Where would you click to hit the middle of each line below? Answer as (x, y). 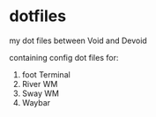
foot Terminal (46, 74)
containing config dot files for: (64, 57)
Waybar (36, 102)
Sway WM (41, 93)
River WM (40, 84)
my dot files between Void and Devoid (78, 40)
